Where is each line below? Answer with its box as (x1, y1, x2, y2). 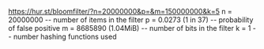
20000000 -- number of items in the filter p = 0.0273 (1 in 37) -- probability (8, 15, 254, 24)
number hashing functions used (13, 32, 117, 41)
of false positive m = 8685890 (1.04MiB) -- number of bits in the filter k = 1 (8, 24, 251, 32)
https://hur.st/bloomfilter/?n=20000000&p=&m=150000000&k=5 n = (8, 7, 233, 16)
